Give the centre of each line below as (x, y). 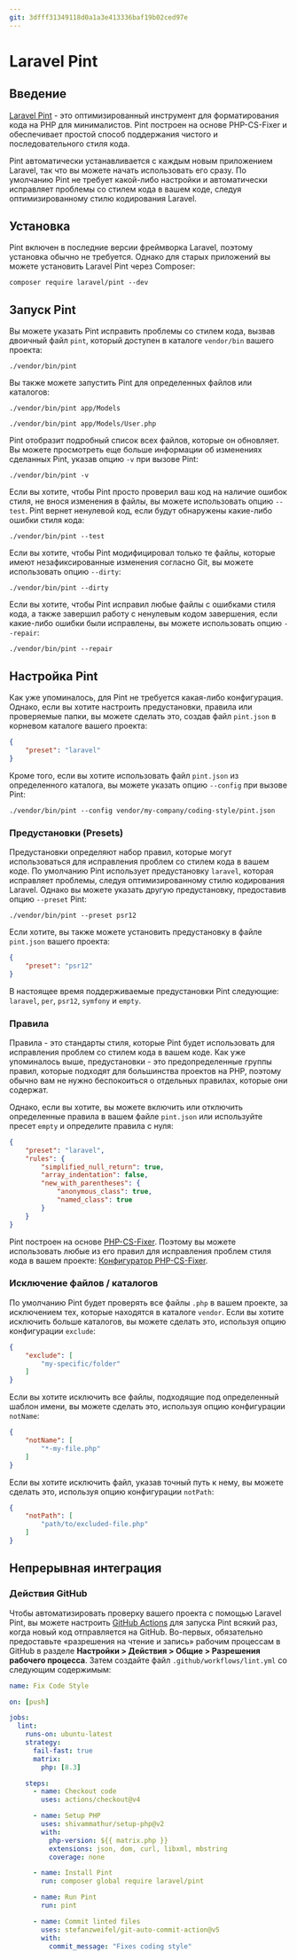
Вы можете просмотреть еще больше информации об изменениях (136, 450)
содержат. (29, 1090)
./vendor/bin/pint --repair (61, 649)
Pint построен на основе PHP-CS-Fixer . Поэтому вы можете (123, 1242)
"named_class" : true (94, 1200)
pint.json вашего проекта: (60, 941)
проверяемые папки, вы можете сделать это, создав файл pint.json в (143, 717)
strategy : (43, 1743)
